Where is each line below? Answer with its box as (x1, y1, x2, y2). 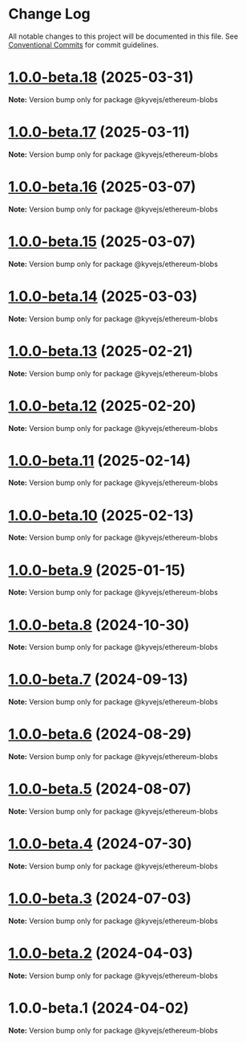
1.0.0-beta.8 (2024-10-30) (8, 616, 190, 634)
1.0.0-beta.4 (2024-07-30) (8, 835, 192, 853)
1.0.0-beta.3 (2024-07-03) (8, 889, 192, 908)
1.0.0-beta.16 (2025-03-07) (8, 178, 196, 195)
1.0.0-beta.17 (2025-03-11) (8, 123, 190, 142)
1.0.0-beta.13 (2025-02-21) (8, 342, 194, 360)
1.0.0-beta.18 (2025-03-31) (8, 68, 194, 87)
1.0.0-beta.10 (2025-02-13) (8, 506, 195, 524)
